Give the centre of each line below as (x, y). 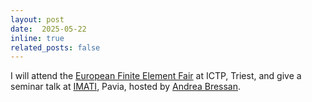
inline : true (37, 38)
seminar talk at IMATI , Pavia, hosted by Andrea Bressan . (126, 87)
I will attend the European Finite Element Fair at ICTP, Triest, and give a (156, 76)
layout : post (37, 19)
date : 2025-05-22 (48, 29)
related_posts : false (55, 47)
